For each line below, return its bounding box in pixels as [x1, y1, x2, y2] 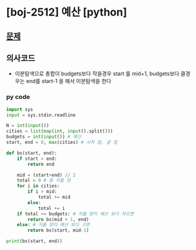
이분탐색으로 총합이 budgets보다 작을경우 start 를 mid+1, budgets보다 [14, 70, 180, 78]
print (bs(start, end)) [6, 238, 63, 245]
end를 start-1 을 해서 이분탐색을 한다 [26, 78, 111, 85]
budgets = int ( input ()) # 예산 [6, 134, 82, 140]
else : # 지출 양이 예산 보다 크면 [17, 222, 90, 228]
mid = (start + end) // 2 [17, 172, 76, 178]
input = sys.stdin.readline [6, 112, 76, 118]
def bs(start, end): [6, 150, 58, 156]
